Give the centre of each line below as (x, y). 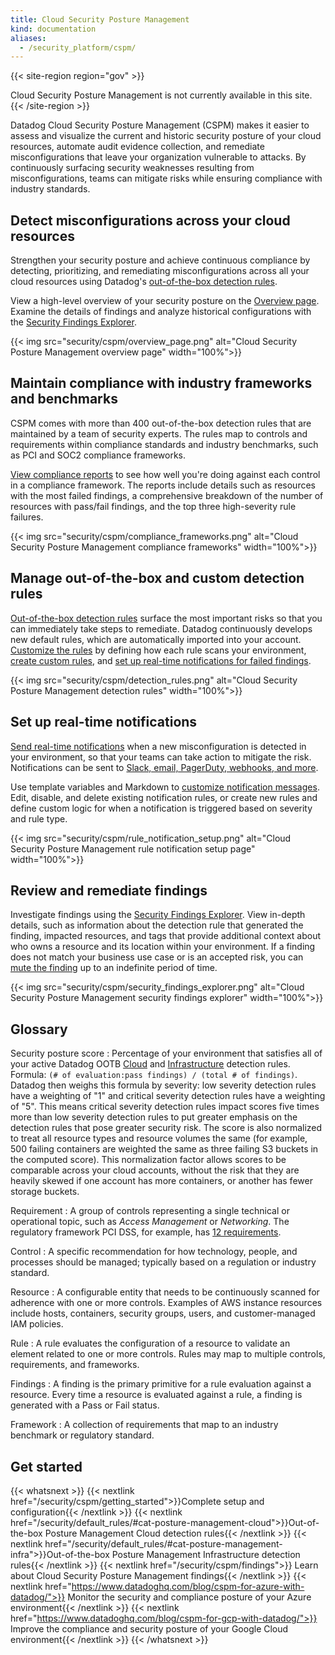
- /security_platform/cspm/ (78, 47)
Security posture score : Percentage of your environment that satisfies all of (166, 1053)
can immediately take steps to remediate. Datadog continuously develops (161, 628)
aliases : (28, 38)
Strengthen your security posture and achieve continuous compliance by (160, 260)
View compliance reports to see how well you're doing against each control (165, 474)
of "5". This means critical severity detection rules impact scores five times (165, 1107)
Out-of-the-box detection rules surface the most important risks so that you (166, 618)
